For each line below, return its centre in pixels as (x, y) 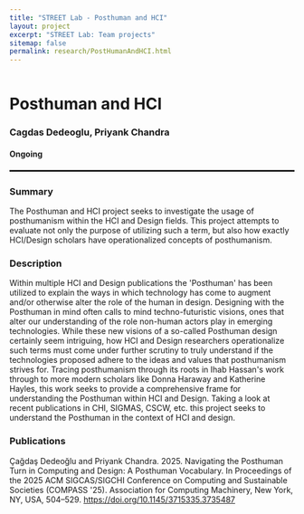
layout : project (40, 26)
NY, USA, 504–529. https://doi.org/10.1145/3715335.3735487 (123, 500)
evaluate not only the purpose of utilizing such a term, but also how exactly (149, 230)
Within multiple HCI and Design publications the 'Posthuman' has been (141, 283)
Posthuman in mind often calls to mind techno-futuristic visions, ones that (147, 312)
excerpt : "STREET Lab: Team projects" (82, 34)
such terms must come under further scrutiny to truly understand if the (142, 350)
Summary (32, 191)
